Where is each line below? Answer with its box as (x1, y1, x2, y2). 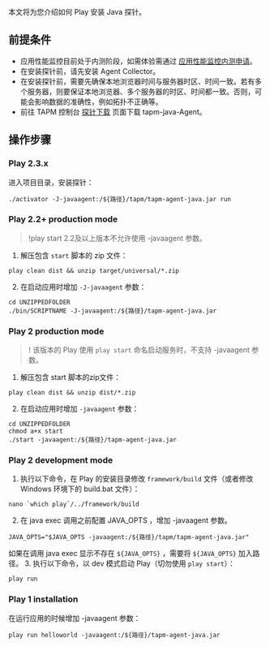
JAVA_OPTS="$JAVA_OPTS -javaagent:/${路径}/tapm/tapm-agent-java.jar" (8, 533, 250, 541)
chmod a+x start (8, 427, 63, 436)
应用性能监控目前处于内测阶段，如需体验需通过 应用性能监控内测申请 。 (19, 56, 257, 66)
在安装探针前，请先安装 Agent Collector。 (19, 66, 161, 75)
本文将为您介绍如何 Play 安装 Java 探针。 (8, 7, 146, 16)
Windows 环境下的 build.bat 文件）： (19, 484, 140, 494)
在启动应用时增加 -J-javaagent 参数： (19, 282, 147, 291)
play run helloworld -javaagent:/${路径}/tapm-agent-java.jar (8, 631, 221, 639)
